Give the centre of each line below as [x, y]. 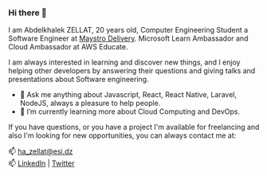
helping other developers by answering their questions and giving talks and [132, 71]
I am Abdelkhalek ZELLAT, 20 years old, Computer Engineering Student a [128, 30]
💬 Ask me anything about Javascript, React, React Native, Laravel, [128, 95]
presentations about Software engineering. [79, 80]
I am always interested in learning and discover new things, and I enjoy [124, 62]
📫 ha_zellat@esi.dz [41, 151]
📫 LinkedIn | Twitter [41, 163]
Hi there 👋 [28, 13]
